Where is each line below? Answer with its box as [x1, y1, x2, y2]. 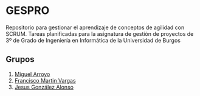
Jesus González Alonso [14, 83, 74, 91]
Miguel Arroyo [14, 70, 50, 78]
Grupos [5, 54, 35, 64]
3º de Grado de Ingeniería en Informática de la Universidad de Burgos [5, 36, 181, 44]
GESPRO [5, 4, 50, 18]
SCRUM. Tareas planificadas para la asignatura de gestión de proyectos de [5, 30, 194, 37]
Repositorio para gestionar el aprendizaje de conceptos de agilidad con [5, 24, 185, 31]
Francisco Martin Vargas [14, 77, 77, 84]
